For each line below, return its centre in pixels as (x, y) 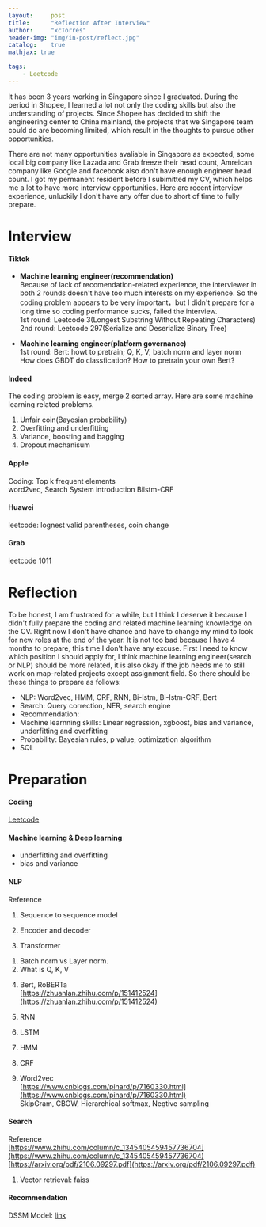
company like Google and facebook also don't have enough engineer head (130, 170)
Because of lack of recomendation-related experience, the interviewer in (138, 285)
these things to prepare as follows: (65, 682)
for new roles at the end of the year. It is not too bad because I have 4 (122, 640)
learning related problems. (51, 405)
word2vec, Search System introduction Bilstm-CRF (91, 489)
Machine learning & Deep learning (65, 838)
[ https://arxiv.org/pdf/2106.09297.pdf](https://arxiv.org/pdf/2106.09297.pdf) (132, 1164)
